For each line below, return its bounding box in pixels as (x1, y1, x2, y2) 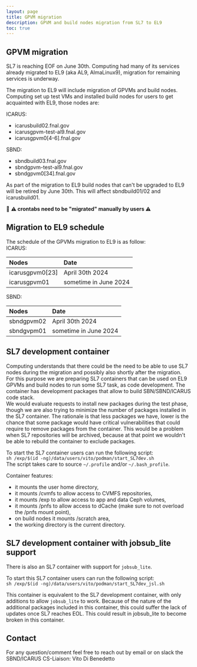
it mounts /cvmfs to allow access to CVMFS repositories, (14, 489, 153, 496)
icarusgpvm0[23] (9, 268, 58, 276)
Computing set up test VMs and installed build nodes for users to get (6, 93, 173, 100)
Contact (6, 633, 37, 643)
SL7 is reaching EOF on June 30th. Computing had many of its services (6, 63, 180, 70)
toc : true (6, 25, 31, 31)
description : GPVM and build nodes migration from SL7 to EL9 (6, 19, 162, 25)
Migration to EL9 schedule (6, 223, 105, 233)
